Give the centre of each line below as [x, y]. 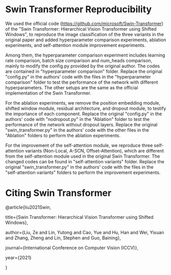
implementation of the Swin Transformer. [48, 93]
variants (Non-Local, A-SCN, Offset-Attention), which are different [94, 151]
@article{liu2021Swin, [28, 207]
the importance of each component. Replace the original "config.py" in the [84, 114]
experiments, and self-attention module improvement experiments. [76, 45]
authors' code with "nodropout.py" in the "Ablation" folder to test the [77, 119]
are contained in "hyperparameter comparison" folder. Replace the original [84, 71]
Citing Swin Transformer [58, 193]
